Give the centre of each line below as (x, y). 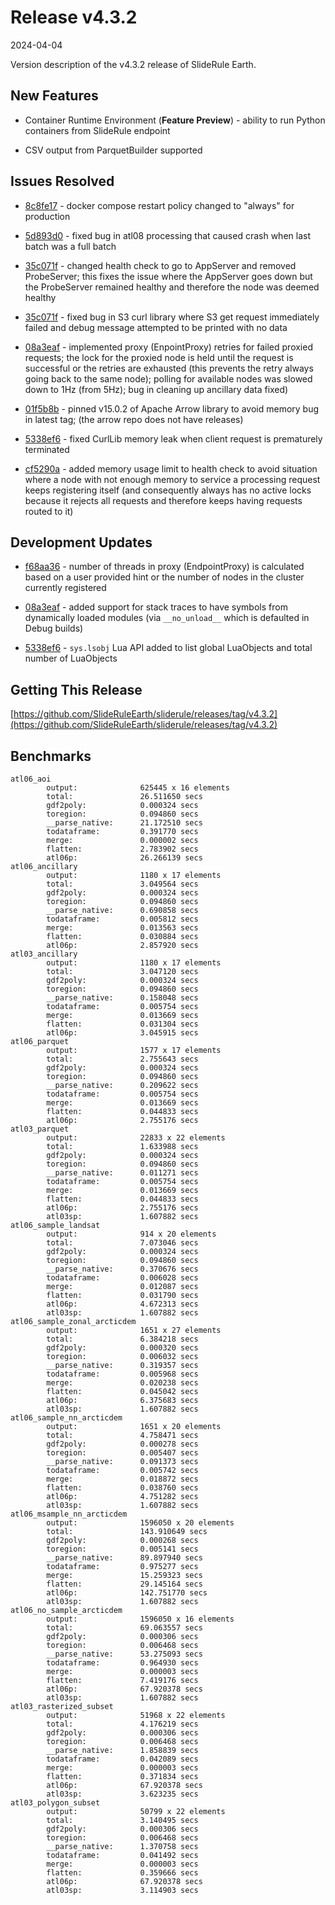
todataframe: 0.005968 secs (122, 1374)
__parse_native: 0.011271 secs (122, 1173)
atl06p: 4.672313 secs (122, 1304)
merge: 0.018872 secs (122, 1479)
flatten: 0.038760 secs (122, 1488)
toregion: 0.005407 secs (122, 1453)
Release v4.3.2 (74, 17)
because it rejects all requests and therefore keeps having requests (163, 500)
